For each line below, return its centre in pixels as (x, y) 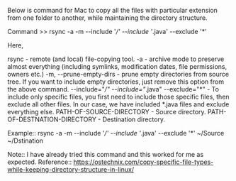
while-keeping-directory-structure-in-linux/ (71, 169)
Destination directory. (134, 119)
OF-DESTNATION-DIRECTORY (52, 119)
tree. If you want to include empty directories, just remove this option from (116, 82)
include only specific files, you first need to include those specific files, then (118, 97)
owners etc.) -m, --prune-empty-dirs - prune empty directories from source (118, 74)
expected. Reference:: (40, 162)
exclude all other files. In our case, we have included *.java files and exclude (118, 104)
